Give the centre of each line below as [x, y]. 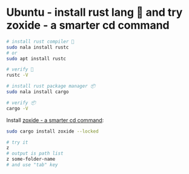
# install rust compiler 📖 [40, 41]
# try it [17, 142]
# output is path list [35, 154]
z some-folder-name [31, 159]
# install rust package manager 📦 [51, 86]
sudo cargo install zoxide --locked [52, 131]
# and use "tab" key [32, 165]
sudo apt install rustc [36, 58]
